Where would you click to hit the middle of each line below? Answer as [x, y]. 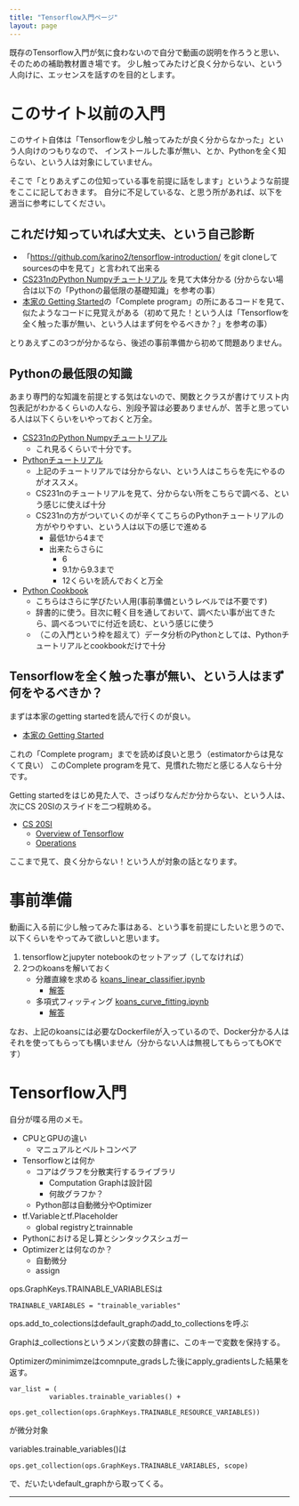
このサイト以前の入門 [88, 113]
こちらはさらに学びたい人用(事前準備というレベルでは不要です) [151, 601]
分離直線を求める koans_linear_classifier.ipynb [120, 978]
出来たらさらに [76, 549]
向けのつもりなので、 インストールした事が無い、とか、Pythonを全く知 [155, 151]
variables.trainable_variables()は [68, 1449]
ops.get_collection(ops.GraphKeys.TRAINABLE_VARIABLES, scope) [129, 1466]
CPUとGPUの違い [54, 1138]
